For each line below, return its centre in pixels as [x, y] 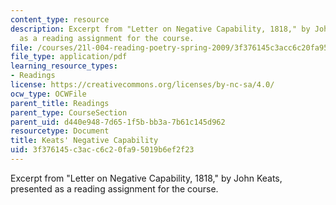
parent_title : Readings [60, 103]
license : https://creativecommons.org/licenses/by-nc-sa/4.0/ [142, 85]
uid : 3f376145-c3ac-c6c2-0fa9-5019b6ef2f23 [102, 150]
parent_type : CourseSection [69, 112]
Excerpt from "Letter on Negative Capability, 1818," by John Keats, [146, 178]
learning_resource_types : [64, 66]
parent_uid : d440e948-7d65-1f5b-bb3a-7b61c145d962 [118, 122]
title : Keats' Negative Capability [84, 141]
